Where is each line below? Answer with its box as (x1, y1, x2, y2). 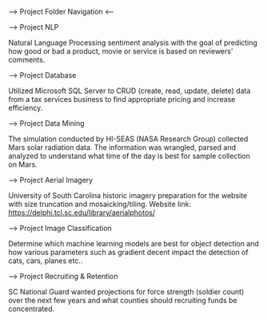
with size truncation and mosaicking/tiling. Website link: (8, 200, 192, 209)
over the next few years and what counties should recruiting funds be (8, 296, 237, 305)
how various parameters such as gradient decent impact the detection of (8, 248, 249, 257)
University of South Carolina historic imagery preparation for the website (8, 191, 248, 200)
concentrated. (8, 304, 55, 314)
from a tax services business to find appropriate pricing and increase (8, 95, 236, 103)
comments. (8, 55, 46, 64)
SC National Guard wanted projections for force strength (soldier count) (8, 287, 245, 296)
